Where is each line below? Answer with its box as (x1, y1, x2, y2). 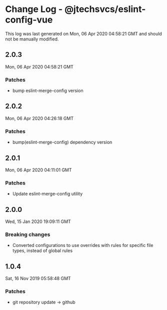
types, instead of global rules (12, 247, 73, 253)
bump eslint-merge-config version (12, 87, 83, 93)
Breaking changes (5, 231, 50, 238)
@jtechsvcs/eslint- (64, 3, 146, 15)
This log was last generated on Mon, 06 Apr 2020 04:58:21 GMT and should (5, 30, 162, 36)
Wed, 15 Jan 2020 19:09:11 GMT (5, 218, 71, 224)
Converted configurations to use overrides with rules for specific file (12, 242, 153, 248)
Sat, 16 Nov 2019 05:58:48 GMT (5, 275, 71, 281)
